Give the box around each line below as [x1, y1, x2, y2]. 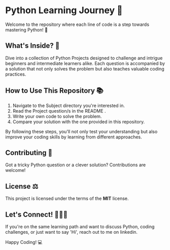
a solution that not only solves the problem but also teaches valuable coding [5, 65, 164, 72]
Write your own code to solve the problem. [12, 113, 102, 119]
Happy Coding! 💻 [5, 239, 43, 245]
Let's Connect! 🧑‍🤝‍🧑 [5, 210, 68, 219]
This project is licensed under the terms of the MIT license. [5, 195, 129, 202]
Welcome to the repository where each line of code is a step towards [5, 21, 150, 27]
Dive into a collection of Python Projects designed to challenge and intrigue [5, 55, 163, 61]
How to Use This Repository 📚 [5, 86, 104, 95]
